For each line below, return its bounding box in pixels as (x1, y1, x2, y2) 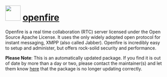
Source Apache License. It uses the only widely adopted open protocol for (5, 34, 161, 40)
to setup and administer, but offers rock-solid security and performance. (5, 45, 156, 51)
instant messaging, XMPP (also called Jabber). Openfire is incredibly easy (5, 39, 160, 45)
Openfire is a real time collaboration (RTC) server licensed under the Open (5, 29, 161, 35)
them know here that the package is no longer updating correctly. (5, 65, 143, 71)
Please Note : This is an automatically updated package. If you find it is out (5, 55, 161, 61)
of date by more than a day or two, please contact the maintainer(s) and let (5, 60, 162, 66)
